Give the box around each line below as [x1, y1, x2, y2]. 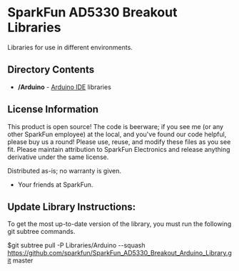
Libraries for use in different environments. [7, 43, 133, 51]
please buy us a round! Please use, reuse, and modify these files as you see [7, 137, 231, 146]
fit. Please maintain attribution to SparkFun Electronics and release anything [7, 145, 230, 153]
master [12, 256, 34, 265]
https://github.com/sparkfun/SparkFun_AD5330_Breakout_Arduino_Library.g [7, 249, 232, 257]
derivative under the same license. [7, 153, 109, 161]
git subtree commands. [7, 227, 76, 236]
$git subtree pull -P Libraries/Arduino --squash [7, 241, 146, 250]
